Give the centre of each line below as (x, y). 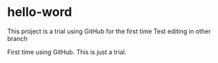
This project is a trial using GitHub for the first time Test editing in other (109, 31)
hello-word (40, 12)
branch (17, 38)
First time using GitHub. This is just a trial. (67, 52)
